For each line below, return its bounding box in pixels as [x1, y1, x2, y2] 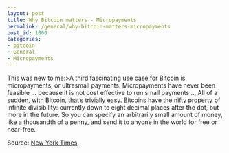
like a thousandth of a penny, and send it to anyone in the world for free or [7, 118, 218, 126]
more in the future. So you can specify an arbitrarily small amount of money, [7, 110, 223, 119]
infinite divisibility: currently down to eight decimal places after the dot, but [7, 103, 219, 111]
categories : [7, 36, 41, 43]
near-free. [7, 125, 36, 133]
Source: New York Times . [7, 139, 79, 147]
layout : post [7, 10, 45, 17]
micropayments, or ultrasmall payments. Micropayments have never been [7, 81, 216, 90]
